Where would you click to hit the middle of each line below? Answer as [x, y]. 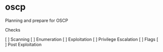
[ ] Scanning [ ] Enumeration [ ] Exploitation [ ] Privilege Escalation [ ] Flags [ [82, 39]
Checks [13, 30]
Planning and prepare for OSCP [37, 20]
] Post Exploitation [23, 44]
